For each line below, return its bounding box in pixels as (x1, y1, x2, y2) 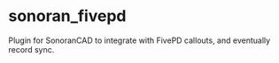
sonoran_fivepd (8, 6, 127, 26)
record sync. (8, 44, 55, 54)
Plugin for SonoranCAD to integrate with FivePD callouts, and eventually (8, 35, 271, 45)
